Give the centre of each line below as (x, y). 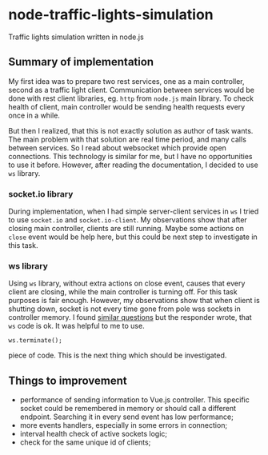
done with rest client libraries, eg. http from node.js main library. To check (131, 98)
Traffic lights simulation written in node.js (76, 37)
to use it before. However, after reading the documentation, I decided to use (133, 165)
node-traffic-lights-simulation (111, 15)
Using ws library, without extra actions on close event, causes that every (127, 283)
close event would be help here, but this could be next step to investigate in (133, 237)
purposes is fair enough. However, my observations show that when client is (134, 301)
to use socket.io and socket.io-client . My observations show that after (128, 220)
